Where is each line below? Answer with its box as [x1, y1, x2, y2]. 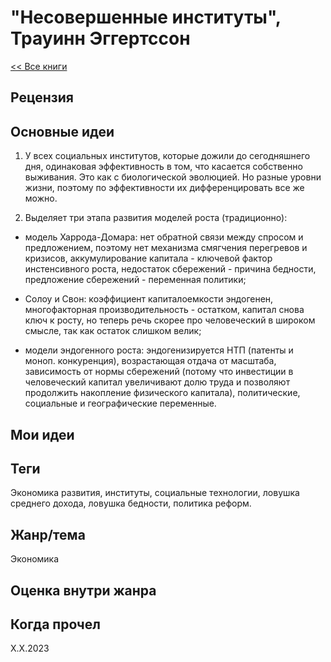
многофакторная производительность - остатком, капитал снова [24, 304, 305, 316]
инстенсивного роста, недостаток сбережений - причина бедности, [24, 263, 317, 275]
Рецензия [10, 89, 74, 106]
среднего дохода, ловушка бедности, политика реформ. [10, 497, 252, 510]
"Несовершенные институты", [10, 6, 282, 29]
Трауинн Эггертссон [10, 27, 191, 50]
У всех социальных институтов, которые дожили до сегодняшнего [24, 150, 311, 162]
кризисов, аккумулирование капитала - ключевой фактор [24, 252, 273, 265]
